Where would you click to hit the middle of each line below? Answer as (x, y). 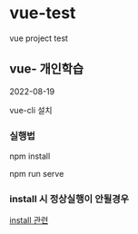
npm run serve (37, 174)
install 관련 (29, 220)
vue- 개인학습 (47, 69)
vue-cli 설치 (31, 110)
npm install (30, 156)
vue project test (39, 38)
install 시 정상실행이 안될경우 (69, 199)
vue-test (43, 13)
